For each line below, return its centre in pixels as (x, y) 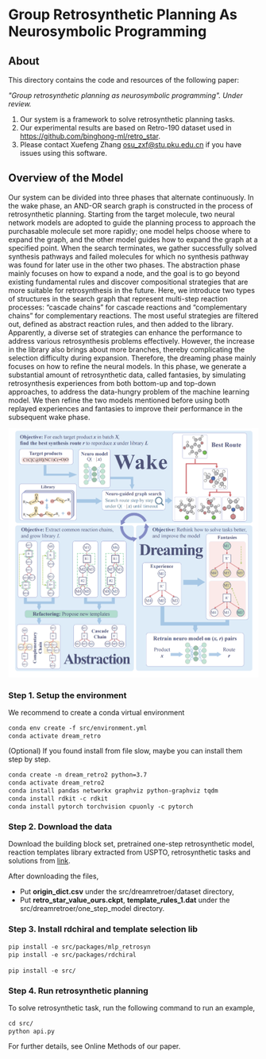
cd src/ (21, 1024)
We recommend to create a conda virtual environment (96, 713)
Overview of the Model (66, 178)
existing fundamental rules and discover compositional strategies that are (128, 282)
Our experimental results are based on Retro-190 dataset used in (125, 128)
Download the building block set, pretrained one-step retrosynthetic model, (131, 844)
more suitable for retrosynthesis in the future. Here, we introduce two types (132, 290)
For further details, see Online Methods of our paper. (94, 1046)
